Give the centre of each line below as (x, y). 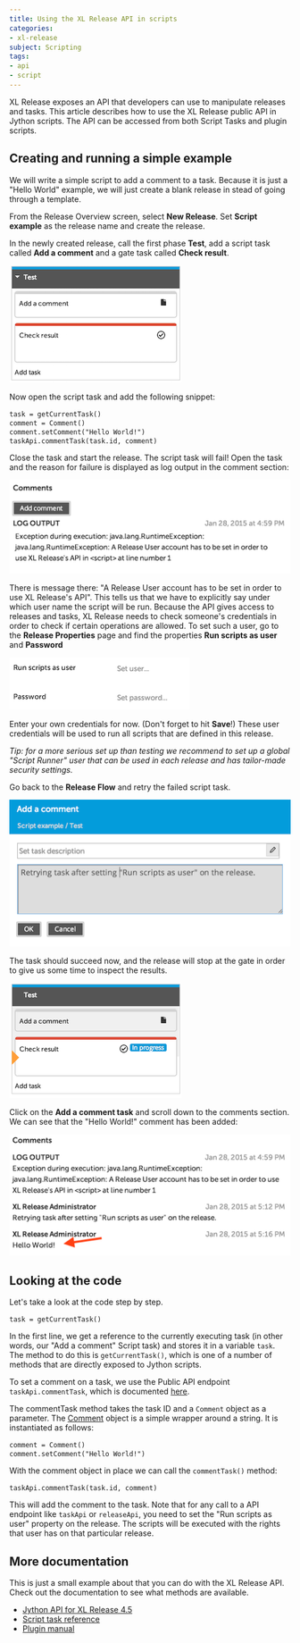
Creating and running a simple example (121, 159)
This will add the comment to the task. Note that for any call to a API (134, 1505)
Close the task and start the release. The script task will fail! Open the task (146, 457)
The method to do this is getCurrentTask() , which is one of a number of (141, 1355)
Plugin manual (48, 1629)
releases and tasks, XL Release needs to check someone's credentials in (143, 616)
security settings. (41, 770)
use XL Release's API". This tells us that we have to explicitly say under (140, 598)
